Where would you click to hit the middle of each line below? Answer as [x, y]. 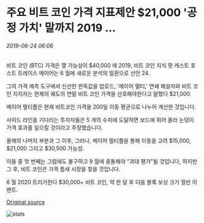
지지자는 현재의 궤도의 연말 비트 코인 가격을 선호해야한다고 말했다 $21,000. [102, 94]
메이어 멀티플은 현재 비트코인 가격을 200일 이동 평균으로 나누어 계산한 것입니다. [101, 107]
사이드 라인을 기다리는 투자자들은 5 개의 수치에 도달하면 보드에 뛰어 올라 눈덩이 [100, 120]
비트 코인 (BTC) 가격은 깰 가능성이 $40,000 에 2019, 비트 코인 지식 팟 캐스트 [98, 66]
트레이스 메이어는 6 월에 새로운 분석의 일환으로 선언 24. [84, 73]
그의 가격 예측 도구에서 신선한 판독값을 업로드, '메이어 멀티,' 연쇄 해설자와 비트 [99, 86]
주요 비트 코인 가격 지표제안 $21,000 [94, 13]
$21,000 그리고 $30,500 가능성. [45, 149]
